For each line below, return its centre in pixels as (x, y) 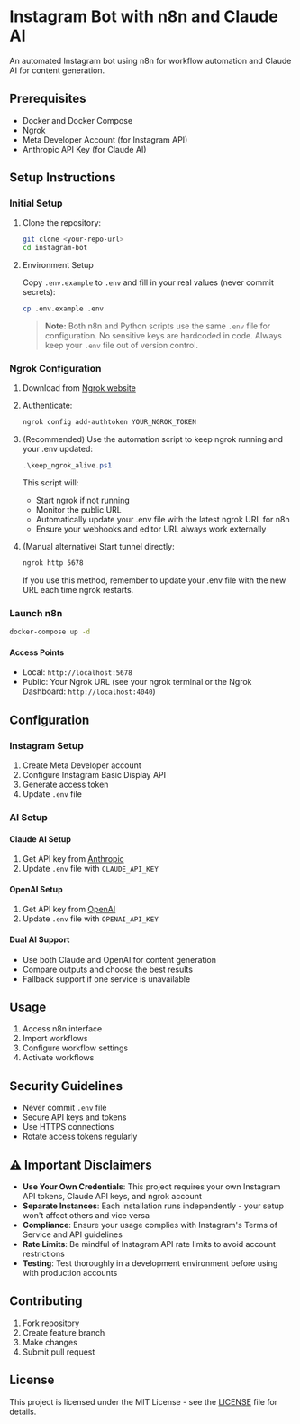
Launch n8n (36, 613)
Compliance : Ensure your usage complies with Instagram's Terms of (150, 1225)
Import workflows (55, 1039)
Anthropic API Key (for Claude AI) (84, 149)
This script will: (50, 483)
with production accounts (70, 1273)
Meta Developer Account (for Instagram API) (105, 139)
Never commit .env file (64, 1108)
